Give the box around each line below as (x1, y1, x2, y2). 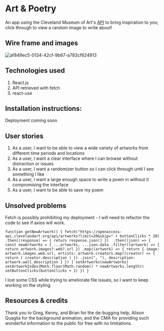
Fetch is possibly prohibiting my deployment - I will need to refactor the (5, 215, 150, 220)
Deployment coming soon (5, 117, 58, 124)
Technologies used (5, 66, 65, 75)
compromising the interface (12, 182, 69, 188)
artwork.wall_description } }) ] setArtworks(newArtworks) (5, 260, 129, 265)
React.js (12, 80, 29, 86)
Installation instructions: (5, 104, 82, 113)
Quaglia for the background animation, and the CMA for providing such (5, 315, 149, 321)
